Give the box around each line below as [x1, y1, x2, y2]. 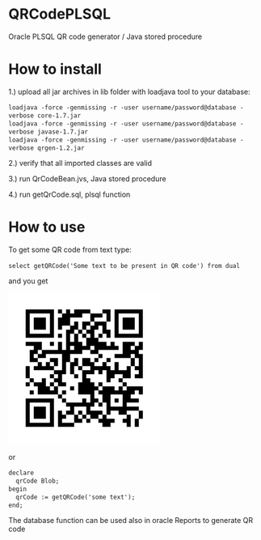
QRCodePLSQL [8, 5, 112, 23]
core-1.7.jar [37, 111, 82, 120]
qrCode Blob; [15, 477, 60, 485]
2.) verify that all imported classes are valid [8, 158, 152, 168]
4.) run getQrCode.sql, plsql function [8, 189, 131, 199]
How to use [8, 218, 86, 236]
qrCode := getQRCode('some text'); [15, 493, 136, 501]
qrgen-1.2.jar [37, 143, 85, 152]
